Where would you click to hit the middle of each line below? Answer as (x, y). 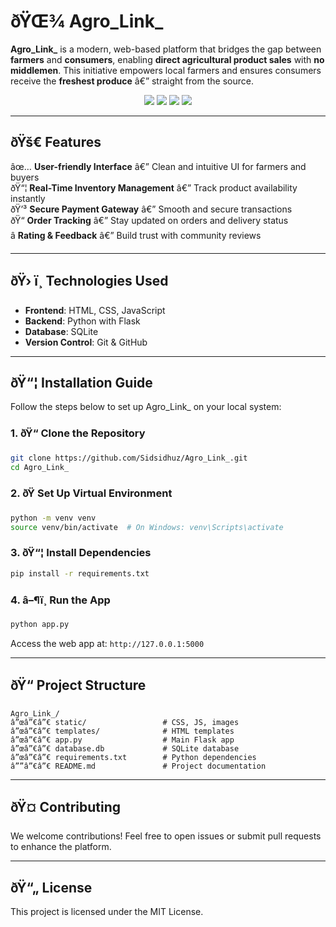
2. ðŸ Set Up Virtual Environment (91, 493)
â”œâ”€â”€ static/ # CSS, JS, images (125, 722)
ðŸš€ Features (56, 142)
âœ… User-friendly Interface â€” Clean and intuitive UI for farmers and (158, 166)
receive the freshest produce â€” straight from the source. (132, 81)
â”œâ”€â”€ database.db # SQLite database (125, 748)
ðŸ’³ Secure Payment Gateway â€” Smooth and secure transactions (151, 209)
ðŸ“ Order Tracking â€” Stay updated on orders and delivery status (149, 220)
